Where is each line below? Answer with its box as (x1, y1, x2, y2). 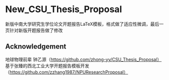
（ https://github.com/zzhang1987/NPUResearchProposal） (5, 69, 129, 75)
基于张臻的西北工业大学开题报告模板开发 (5, 62, 89, 69)
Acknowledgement (5, 42, 67, 51)
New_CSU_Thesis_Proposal (5, 4, 122, 15)
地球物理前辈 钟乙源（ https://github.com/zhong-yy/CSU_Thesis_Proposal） (5, 56, 162, 62)
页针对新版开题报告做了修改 (5, 27, 63, 33)
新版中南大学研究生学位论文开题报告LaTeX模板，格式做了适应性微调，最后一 (5, 21, 164, 27)
